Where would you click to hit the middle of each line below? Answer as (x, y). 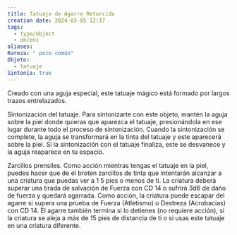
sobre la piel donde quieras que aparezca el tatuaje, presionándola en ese (115, 121)
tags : (15, 27)
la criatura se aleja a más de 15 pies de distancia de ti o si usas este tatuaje (116, 218)
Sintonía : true (30, 73)
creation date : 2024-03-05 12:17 (56, 20)
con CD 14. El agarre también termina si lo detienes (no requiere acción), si (116, 210)
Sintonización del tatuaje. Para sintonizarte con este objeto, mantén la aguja (117, 114)
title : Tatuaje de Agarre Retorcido (61, 14)
